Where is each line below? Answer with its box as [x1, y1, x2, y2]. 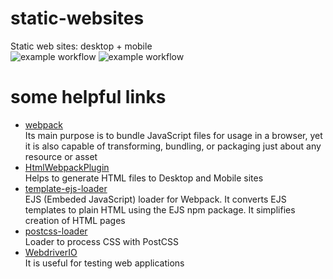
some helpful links [10, 86, 167, 109]
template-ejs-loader [24, 182, 108, 194]
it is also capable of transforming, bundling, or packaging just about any [24, 140, 322, 152]
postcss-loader [24, 225, 88, 237]
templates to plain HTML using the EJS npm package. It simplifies [24, 203, 296, 216]
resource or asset [24, 150, 98, 162]
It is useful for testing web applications [24, 257, 185, 269]
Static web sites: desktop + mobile [10, 40, 153, 52]
